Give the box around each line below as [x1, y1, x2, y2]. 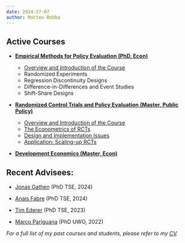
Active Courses [6, 37, 65, 47]
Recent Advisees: [6, 167, 74, 178]
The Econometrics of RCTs [23, 125, 91, 133]
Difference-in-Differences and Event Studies [23, 83, 134, 91]
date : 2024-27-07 [6, 8, 50, 15]
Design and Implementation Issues [23, 132, 110, 139]
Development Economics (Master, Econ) [14, 150, 118, 157]
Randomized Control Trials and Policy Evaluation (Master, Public [14, 101, 179, 109]
